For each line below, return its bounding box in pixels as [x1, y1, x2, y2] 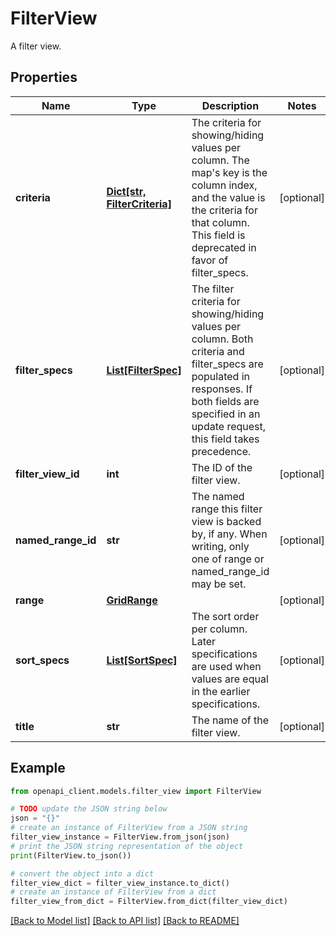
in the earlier [191, 684, 251, 698]
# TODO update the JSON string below [10, 804, 168, 814]
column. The [191, 153, 250, 167]
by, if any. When [191, 527, 268, 541]
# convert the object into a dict [10, 868, 155, 879]
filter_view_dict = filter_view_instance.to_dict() [10, 878, 230, 888]
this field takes [191, 432, 260, 446]
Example [10, 760, 66, 777]
